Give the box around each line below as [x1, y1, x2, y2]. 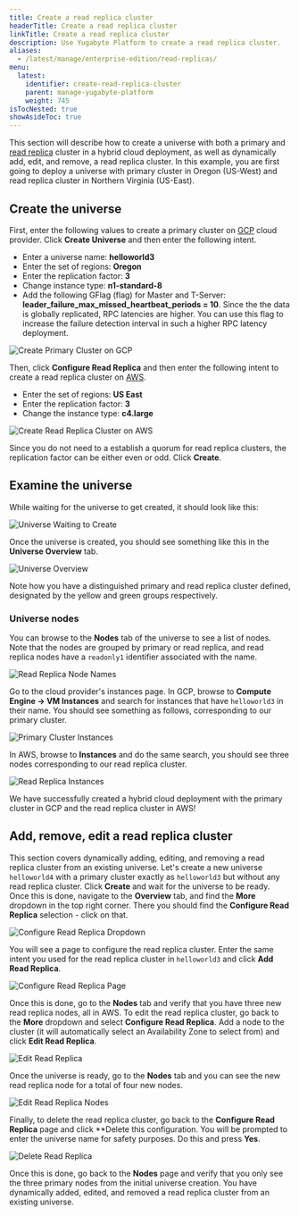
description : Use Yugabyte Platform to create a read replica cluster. [9, 38, 281, 47]
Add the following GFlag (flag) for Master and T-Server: [21, 289, 226, 300]
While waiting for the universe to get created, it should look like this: [9, 501, 259, 512]
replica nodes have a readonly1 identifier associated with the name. [9, 651, 257, 662]
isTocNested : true [9, 105, 78, 113]
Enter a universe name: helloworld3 [21, 251, 155, 262]
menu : [9, 63, 29, 72]
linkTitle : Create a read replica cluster [9, 29, 170, 38]
